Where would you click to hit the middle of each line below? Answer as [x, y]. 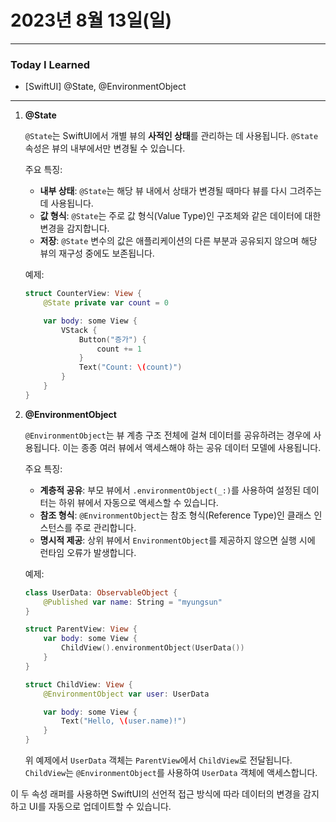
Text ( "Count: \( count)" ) [130, 367]
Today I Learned [50, 64]
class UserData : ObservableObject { [101, 592]
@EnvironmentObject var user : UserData [126, 694]
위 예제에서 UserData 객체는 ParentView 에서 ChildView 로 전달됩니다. [158, 760]
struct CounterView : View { [83, 294]
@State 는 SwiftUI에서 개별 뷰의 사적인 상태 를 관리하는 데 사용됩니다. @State [171, 136]
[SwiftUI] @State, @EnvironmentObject [105, 87]
